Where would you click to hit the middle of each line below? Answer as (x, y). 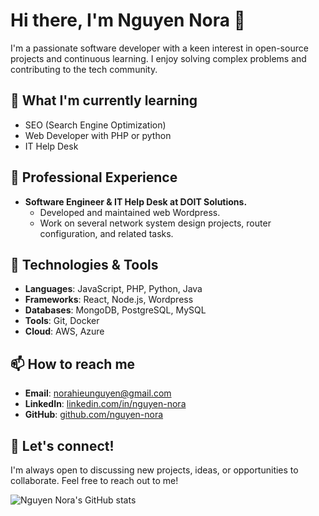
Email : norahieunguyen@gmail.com (98, 393)
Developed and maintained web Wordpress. (130, 212)
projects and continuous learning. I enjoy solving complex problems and (158, 58)
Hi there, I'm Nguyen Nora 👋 (128, 20)
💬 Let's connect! (62, 445)
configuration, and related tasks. (106, 233)
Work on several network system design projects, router (155, 223)
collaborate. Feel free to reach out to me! (94, 480)
